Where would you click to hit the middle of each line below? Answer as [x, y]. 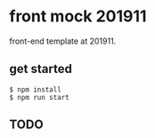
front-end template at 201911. [63, 41]
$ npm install [36, 89]
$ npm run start [39, 97]
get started [41, 69]
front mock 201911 [78, 16]
